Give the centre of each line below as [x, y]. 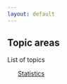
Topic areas [33, 43]
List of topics [26, 60]
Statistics [31, 74]
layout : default [31, 14]
